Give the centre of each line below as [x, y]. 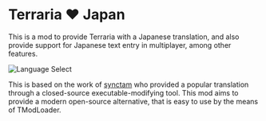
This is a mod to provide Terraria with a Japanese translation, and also [124, 37]
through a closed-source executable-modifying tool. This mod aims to [123, 92]
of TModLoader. [35, 110]
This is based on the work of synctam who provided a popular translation [129, 84]
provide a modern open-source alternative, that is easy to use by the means [133, 101]
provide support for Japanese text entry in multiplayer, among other [120, 45]
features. [23, 53]
